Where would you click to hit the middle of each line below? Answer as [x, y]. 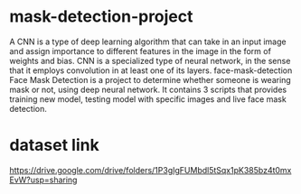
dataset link [54, 145]
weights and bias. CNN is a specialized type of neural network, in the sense [150, 60]
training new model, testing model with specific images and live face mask [148, 99]
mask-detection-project [101, 17]
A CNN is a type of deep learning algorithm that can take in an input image [148, 42]
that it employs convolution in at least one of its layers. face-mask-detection [151, 70]
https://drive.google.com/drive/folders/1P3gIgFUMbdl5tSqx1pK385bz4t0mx [150, 170]
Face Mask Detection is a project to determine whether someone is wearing [150, 79]
